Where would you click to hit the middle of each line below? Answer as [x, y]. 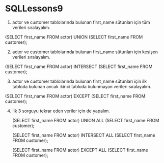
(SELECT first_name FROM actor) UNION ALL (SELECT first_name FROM [86, 120]
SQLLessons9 [34, 9]
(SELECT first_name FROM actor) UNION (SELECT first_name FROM [74, 37]
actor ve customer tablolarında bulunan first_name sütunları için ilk [80, 81]
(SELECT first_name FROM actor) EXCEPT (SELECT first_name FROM [75, 96]
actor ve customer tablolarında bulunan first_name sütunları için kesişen [85, 52]
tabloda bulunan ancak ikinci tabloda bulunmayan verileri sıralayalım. [82, 86]
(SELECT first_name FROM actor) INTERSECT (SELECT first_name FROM [79, 66]
